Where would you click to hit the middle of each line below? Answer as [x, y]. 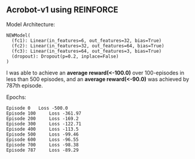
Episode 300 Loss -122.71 [44, 124]
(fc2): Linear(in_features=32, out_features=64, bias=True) [88, 46]
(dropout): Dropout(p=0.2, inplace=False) [65, 56]
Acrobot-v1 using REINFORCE [62, 10]
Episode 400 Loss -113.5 [42, 129]
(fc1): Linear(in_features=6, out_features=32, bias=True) [87, 40]
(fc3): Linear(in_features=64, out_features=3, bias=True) [87, 51]
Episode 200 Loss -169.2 [42, 118]
